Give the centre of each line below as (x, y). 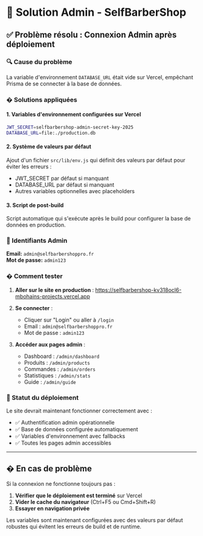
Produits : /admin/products (57, 362)
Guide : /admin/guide (50, 382)
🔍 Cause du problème (39, 62)
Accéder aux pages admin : (50, 344)
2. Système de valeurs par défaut (49, 147)
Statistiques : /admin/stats (57, 376)
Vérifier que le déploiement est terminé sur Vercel (79, 495)
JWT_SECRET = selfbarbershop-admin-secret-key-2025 (70, 127)
